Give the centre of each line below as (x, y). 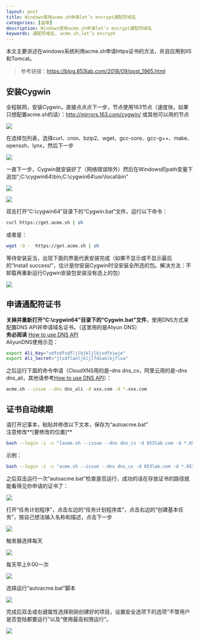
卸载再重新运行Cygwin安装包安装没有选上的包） (65, 272)
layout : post (22, 12)
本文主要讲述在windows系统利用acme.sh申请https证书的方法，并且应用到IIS (99, 52)
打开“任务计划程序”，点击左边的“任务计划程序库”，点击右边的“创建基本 (92, 509)
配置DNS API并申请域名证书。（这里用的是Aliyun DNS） (73, 327)
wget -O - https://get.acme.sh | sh (53, 246)
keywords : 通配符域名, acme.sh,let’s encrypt (61, 34)
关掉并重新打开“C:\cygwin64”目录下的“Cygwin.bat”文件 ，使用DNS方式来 (97, 320)
